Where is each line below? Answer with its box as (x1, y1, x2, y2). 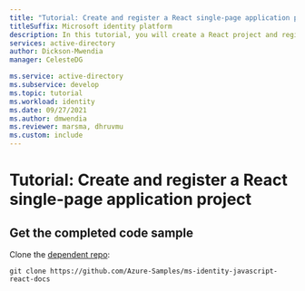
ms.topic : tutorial (9, 88, 84, 98)
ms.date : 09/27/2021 (9, 105, 88, 114)
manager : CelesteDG (9, 55, 84, 64)
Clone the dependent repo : (9, 249, 111, 259)
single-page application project (9, 189, 252, 209)
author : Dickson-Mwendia (9, 47, 103, 56)
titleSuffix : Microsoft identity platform (9, 22, 172, 31)
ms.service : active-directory (9, 72, 124, 82)
